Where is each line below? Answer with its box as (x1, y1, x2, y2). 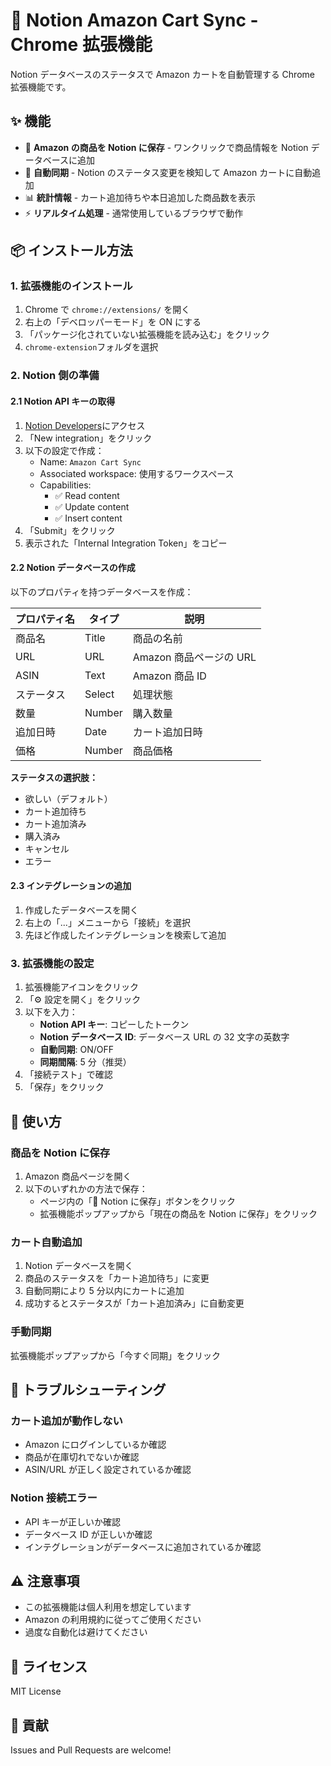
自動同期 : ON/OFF (39, 1044, 115, 1056)
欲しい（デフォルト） (24, 792, 113, 804)
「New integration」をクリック (24, 432, 153, 444)
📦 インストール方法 (10, 242, 133, 259)
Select (84, 687, 115, 701)
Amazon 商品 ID (132, 669, 207, 683)
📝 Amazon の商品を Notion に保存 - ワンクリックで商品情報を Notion (24, 141, 309, 153)
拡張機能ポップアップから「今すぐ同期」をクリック (10, 1349, 221, 1361)
